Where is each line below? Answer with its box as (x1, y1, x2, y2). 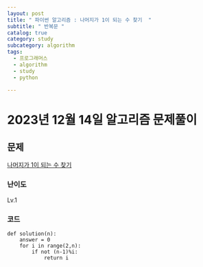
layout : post (7, 10, 45, 17)
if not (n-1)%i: (32, 248, 78, 255)
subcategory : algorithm (7, 42, 75, 49)
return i (43, 254, 69, 261)
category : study (7, 36, 53, 43)
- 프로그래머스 (13, 55, 48, 62)
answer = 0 (19, 236, 51, 243)
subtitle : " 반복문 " (7, 23, 65, 30)
